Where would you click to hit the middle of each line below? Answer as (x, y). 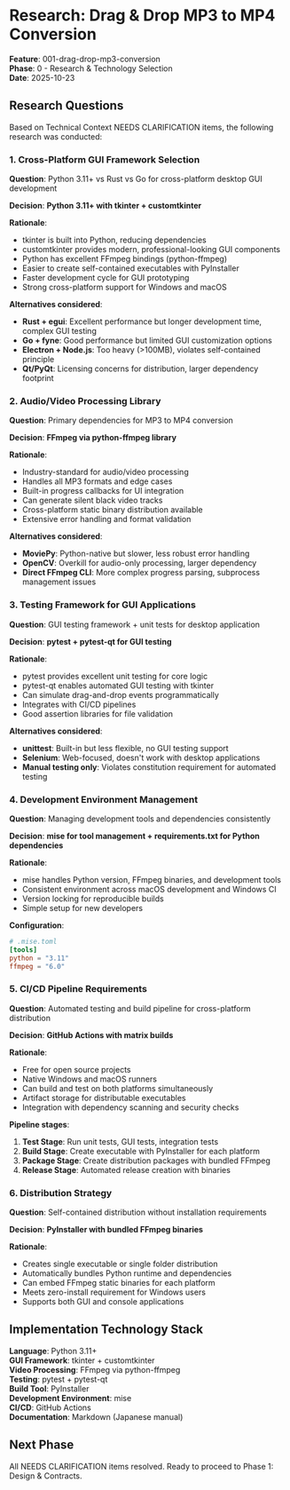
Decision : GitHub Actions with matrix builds (91, 1034)
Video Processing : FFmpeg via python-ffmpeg (95, 1369)
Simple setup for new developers (82, 907)
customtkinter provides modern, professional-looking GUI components (151, 250)
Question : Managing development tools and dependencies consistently (140, 819)
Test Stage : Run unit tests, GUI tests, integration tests (120, 1141)
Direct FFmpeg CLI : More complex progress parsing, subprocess (141, 573)
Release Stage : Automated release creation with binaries (126, 1169)
